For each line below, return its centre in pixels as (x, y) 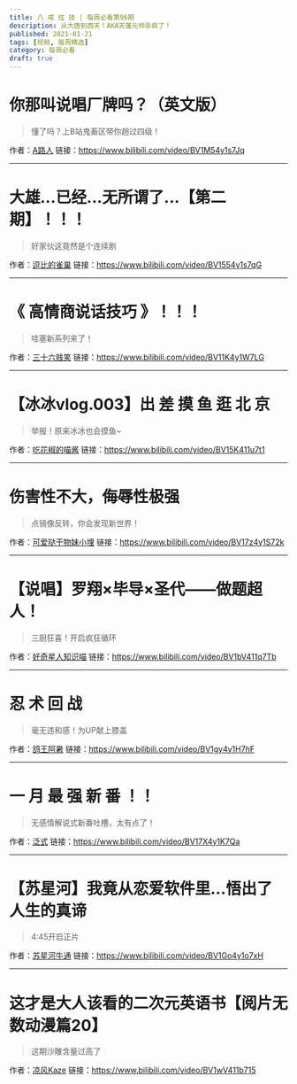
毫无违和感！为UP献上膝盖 (79, 730)
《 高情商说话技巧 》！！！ (106, 312)
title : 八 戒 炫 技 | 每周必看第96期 (72, 17)
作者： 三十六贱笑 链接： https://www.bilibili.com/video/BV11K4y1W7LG (137, 357)
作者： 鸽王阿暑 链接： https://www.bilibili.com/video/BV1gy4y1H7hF (132, 748)
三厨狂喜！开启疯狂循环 (73, 638)
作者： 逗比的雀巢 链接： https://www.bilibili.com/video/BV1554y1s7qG (136, 264)
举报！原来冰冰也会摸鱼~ (76, 430)
